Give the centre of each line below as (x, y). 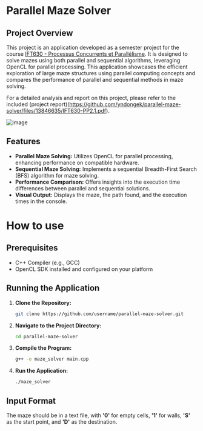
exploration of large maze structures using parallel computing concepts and (101, 73)
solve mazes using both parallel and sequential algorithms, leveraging (93, 60)
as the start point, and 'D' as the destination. (62, 421)
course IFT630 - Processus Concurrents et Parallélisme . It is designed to (97, 54)
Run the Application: (42, 371)
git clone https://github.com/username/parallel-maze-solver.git (99, 314)
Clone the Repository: (43, 302)
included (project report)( (38, 104)
